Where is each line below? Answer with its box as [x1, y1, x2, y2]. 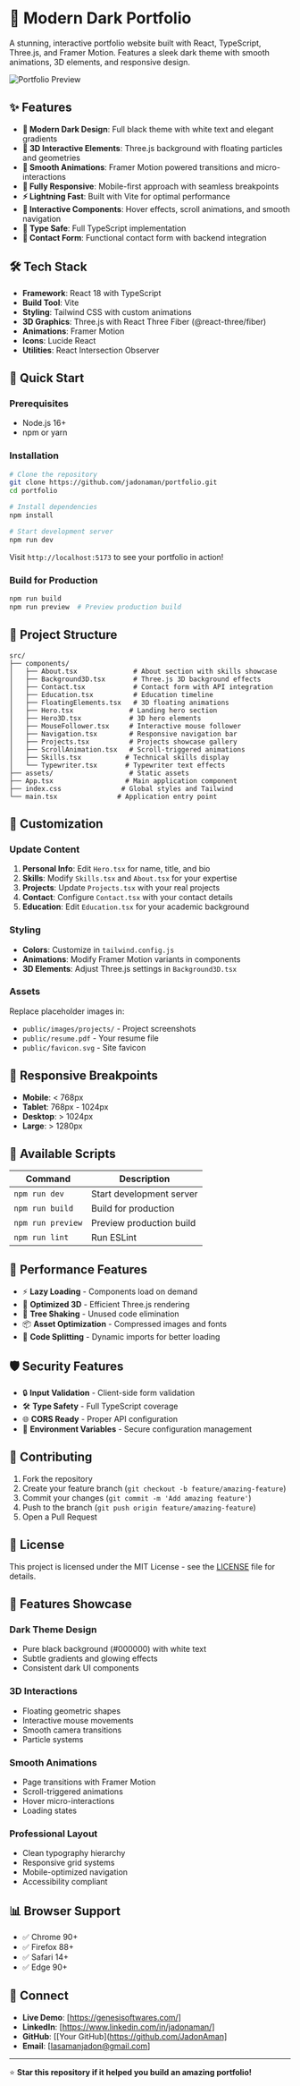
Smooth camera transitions [21, 1724, 122, 1735]
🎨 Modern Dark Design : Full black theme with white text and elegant [21, 123, 274, 134]
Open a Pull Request [21, 1511, 98, 1522]
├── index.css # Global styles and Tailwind [9, 784, 234, 793]
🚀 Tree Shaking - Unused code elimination [21, 1308, 180, 1319]
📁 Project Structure [9, 627, 118, 643]
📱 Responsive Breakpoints [9, 1069, 159, 1084]
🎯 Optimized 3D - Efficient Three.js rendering [21, 1299, 190, 1310]
